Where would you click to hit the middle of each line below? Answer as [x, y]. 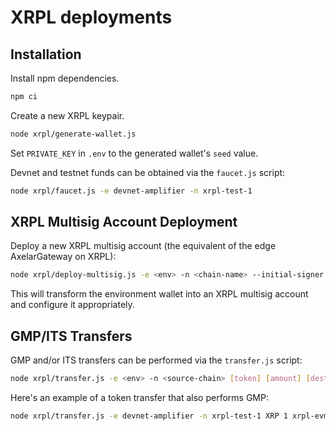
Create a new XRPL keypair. [67, 115]
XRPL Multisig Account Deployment [124, 222]
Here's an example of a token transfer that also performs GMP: [139, 397]
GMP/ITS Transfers [71, 336]
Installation [46, 54]
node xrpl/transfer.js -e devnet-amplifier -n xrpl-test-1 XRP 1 [149, 416]
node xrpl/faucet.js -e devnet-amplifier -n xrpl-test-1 [131, 191]
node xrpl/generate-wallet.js [73, 134]
